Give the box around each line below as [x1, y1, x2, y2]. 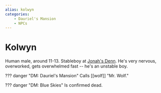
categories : [5, 12, 30, 17]
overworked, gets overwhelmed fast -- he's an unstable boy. [5, 63, 128, 69]
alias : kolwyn [5, 7, 34, 12]
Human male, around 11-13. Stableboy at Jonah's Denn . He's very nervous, [5, 58, 157, 64]
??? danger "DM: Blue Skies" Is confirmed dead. [5, 82, 103, 88]
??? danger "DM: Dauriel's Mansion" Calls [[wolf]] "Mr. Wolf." [5, 73, 129, 79]
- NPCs [14, 21, 28, 26]
